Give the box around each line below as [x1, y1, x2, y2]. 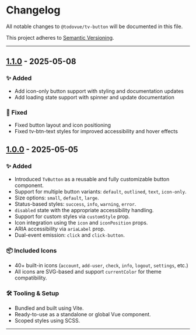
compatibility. [14, 274, 47, 281]
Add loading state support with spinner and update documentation [14, 94, 175, 101]
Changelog [6, 4, 61, 17]
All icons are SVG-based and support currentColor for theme [14, 268, 162, 275]
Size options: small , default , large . [14, 194, 99, 201]
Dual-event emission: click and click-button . [14, 232, 125, 239]
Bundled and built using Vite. [14, 305, 84, 312]
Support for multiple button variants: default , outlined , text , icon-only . [14, 188, 187, 195]
